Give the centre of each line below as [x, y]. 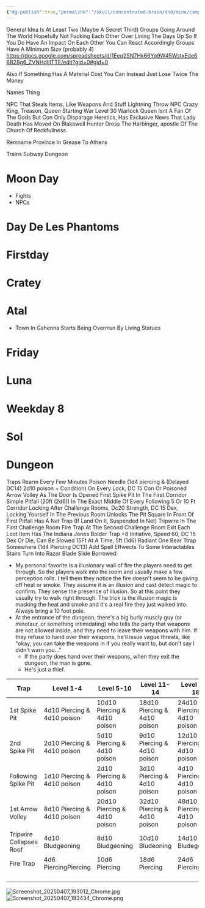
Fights [23, 195]
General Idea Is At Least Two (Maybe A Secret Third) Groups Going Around [101, 29]
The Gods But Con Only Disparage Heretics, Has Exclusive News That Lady [101, 117]
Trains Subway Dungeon [37, 154]
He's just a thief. [45, 669]
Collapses [24, 842]
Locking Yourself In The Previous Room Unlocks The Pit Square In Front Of [100, 514]
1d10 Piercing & [67, 776]
